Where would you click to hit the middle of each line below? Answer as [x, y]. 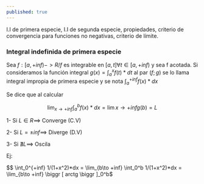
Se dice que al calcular [35, 94]
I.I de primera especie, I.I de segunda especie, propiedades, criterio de [95, 29]
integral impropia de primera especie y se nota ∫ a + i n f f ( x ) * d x [82, 81]
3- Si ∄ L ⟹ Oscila [28, 144]
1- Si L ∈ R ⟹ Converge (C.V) [44, 121]
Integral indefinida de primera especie [64, 51]
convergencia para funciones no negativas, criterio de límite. [83, 36]
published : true [27, 12]
